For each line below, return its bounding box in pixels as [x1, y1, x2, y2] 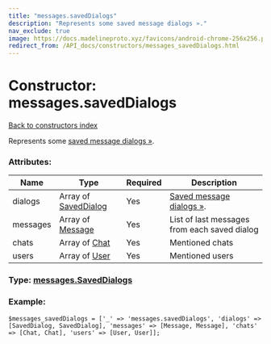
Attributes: [8, 156, 52, 167]
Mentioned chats [169, 237, 234, 249]
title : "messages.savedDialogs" [8, 11, 117, 20]
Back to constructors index [8, 120, 98, 130]
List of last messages [169, 214, 250, 225]
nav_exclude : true [8, 27, 70, 35]
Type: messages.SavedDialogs [8, 275, 133, 286]
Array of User [59, 250, 110, 262]
